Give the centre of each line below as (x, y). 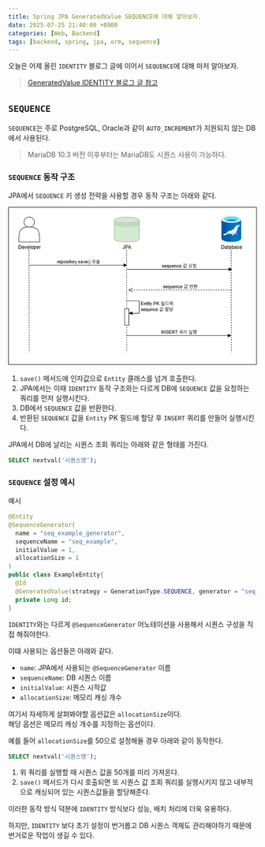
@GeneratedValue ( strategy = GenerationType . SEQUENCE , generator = (127, 591)
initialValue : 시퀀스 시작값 (63, 687)
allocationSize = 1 (47, 558)
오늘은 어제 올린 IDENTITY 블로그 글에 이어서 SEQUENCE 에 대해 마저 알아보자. (123, 66)
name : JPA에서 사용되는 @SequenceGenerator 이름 (95, 667)
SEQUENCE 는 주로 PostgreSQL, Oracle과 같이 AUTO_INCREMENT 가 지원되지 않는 (126, 128)
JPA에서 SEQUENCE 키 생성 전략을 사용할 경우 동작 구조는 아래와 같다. (112, 196)
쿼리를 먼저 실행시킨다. (54, 397)
